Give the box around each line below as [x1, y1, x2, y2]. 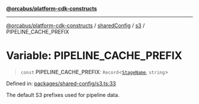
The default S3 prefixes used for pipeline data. [6, 91, 120, 98]
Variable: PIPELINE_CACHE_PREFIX [6, 49, 182, 63]
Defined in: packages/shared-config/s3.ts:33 [6, 80, 117, 87]
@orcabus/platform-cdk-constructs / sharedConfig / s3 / [6, 22, 145, 29]
